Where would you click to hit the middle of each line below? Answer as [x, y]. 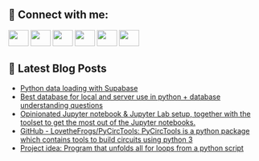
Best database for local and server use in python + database [120, 97]
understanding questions [61, 105]
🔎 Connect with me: [58, 15]
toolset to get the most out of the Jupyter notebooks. [107, 122]
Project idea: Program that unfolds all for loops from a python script [132, 148]
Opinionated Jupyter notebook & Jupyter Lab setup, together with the [135, 114]
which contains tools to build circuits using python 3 [106, 139]
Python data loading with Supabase [79, 88]
